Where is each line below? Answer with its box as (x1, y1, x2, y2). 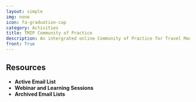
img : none (6, 14, 30, 20)
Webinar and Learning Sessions (14, 84, 94, 91)
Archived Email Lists (14, 90, 65, 97)
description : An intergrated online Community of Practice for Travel (6, 36, 181, 41)
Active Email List (14, 78, 56, 85)
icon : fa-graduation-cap (6, 19, 66, 25)
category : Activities (6, 24, 59, 31)
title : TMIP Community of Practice (6, 30, 93, 36)
